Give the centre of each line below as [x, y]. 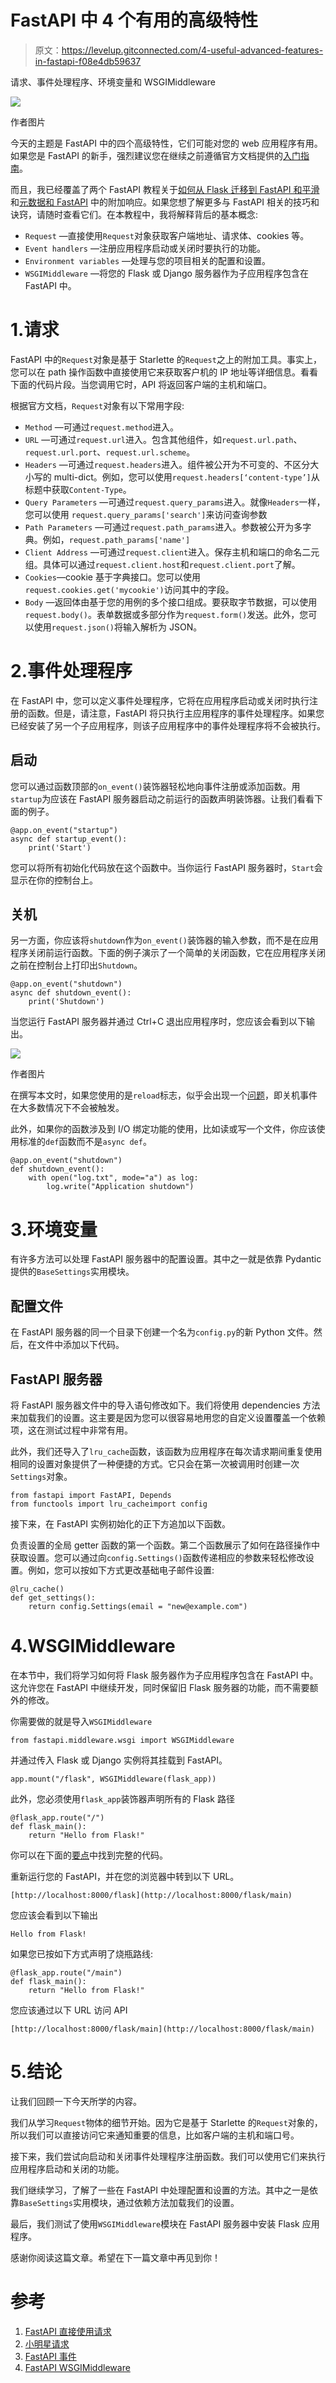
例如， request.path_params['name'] [116, 539]
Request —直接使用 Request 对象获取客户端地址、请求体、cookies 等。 [167, 235]
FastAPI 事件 [50, 2356]
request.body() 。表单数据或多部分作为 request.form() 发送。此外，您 [166, 614]
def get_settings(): [53, 1598]
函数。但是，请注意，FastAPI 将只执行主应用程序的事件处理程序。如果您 [176, 713]
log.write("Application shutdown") [120, 1187]
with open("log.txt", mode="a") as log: [113, 1178]
